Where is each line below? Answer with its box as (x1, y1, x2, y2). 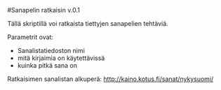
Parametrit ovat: (7, 33, 54, 41)
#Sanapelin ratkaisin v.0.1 (7, 6, 81, 14)
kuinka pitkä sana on (17, 61, 77, 69)
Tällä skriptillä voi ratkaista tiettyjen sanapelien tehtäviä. (7, 20, 168, 27)
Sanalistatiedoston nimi (17, 47, 86, 54)
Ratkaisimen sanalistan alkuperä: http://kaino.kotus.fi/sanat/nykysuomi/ (7, 75, 214, 83)
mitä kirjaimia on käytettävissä (17, 54, 105, 62)
